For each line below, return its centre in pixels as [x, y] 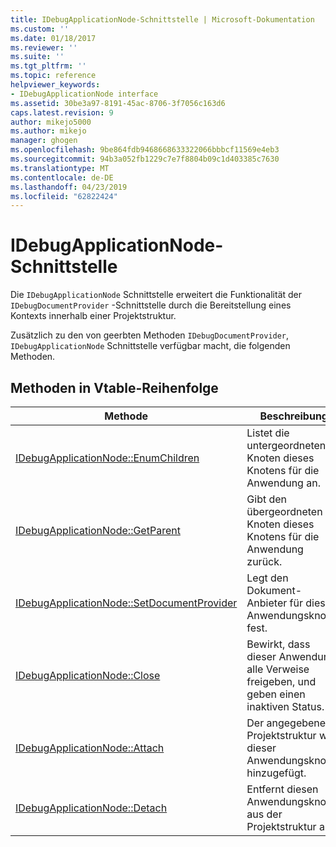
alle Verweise [278, 669]
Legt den [267, 578]
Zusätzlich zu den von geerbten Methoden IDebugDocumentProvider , [150, 335]
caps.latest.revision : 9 [62, 112]
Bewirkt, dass [278, 644]
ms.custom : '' [40, 29]
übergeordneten [284, 511]
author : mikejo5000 [51, 122]
